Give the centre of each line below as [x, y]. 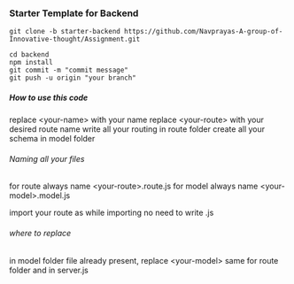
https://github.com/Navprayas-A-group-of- [203, 32]
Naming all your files [47, 158]
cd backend [29, 55]
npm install [31, 63]
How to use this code [49, 97]
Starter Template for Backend [74, 13]
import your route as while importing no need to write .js [112, 213]
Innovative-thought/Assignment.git [75, 39]
